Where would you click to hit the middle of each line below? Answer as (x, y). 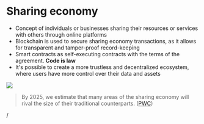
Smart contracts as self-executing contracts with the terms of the (97, 54)
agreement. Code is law (46, 60)
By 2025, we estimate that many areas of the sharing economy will (105, 97)
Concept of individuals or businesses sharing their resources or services (107, 28)
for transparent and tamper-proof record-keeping (78, 48)
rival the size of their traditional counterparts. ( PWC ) (87, 103)
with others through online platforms (61, 34)
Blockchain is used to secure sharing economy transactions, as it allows (106, 41)
